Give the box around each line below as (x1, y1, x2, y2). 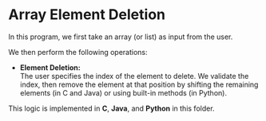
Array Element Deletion (8, 6, 166, 24)
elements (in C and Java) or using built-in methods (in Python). (19, 88, 228, 97)
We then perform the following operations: (8, 47, 148, 57)
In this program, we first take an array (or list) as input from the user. (8, 32, 233, 41)
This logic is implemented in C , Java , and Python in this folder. (8, 103, 215, 113)
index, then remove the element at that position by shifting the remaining (19, 80, 259, 89)
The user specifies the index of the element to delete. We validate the (19, 71, 249, 80)
